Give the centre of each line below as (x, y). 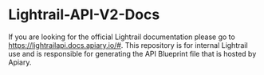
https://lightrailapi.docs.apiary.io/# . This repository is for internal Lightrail (128, 45)
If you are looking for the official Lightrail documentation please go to (122, 37)
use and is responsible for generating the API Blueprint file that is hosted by (132, 53)
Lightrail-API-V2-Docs (84, 15)
